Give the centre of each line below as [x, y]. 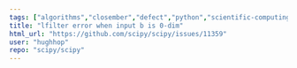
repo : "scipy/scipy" [47, 50]
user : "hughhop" [39, 42]
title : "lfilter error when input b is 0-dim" [96, 26]
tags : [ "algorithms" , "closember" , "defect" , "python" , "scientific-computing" [152, 17]
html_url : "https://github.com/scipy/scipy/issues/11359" [118, 34]
